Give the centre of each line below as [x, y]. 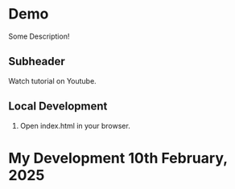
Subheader [37, 62]
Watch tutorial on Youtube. [52, 80]
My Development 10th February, [118, 158]
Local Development [58, 107]
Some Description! [39, 36]
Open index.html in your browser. [75, 125]
